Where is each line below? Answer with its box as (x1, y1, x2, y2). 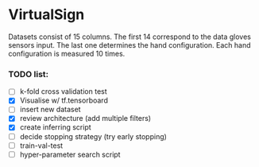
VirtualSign (8, 6, 85, 24)
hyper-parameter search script (19, 150, 121, 159)
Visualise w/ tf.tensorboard (19, 95, 109, 105)
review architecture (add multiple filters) (19, 114, 152, 123)
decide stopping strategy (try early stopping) (19, 131, 167, 141)
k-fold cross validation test (19, 87, 107, 96)
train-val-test (19, 141, 64, 150)
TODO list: (8, 68, 49, 80)
